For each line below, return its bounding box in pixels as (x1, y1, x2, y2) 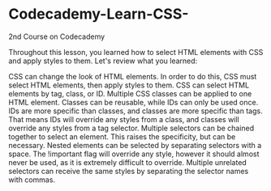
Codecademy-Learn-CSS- (8, 5, 189, 23)
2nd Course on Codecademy (8, 32, 105, 41)
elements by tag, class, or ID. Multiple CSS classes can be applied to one (8, 88, 252, 98)
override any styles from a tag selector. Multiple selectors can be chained (8, 123, 255, 133)
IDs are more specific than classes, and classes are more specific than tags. (8, 106, 263, 116)
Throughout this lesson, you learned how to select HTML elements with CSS (8, 47, 264, 57)
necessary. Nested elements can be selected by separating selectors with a (8, 140, 262, 150)
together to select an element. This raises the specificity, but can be (8, 131, 236, 142)
